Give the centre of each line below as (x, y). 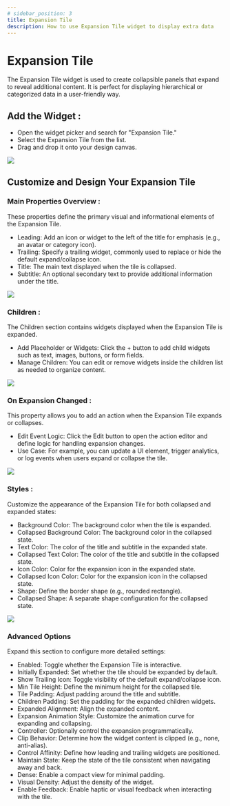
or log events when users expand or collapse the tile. (92, 458)
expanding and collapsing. (54, 723)
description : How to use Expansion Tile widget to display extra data (111, 26)
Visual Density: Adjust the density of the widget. (85, 782)
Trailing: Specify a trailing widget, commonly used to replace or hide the (119, 252)
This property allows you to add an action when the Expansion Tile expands (115, 415)
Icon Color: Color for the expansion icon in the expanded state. (106, 569)
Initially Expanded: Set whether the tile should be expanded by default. (117, 672)
